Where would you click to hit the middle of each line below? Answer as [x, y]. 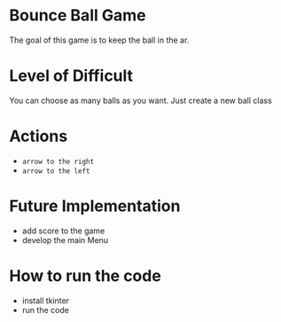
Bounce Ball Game [78, 16]
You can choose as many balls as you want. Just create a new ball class [140, 100]
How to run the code [85, 275]
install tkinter [45, 300]
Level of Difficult [71, 76]
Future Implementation [95, 206]
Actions [39, 136]
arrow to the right [58, 161]
